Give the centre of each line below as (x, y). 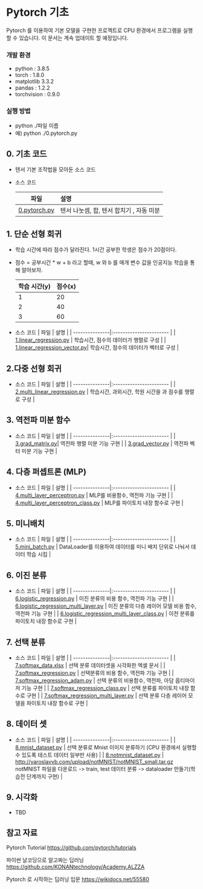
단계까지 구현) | (44, 776)
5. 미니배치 (26, 523)
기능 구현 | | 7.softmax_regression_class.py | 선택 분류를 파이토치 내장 (105, 688)
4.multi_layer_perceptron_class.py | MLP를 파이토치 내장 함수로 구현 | (99, 503)
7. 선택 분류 (26, 642)
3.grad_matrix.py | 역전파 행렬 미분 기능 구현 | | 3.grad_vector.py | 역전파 (102, 443)
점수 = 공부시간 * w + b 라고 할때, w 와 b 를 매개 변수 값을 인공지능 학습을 (102, 262)
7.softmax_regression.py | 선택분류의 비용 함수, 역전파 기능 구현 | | (94, 673)
